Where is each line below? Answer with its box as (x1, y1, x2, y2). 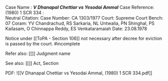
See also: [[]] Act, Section (5, 60, 59, 66)
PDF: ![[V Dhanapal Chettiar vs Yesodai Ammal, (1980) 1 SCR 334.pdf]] (5, 70, 153, 76)
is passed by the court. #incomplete (5, 41, 80, 47)
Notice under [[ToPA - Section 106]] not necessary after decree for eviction (5, 35, 162, 41)
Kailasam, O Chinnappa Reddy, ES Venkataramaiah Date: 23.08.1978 (5, 26, 147, 32)
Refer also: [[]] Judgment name (5, 50, 71, 56)
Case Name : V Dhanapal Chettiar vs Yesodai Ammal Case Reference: (5, 5, 154, 10)
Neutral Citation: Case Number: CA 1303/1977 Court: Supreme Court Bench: (5, 15, 163, 21)
